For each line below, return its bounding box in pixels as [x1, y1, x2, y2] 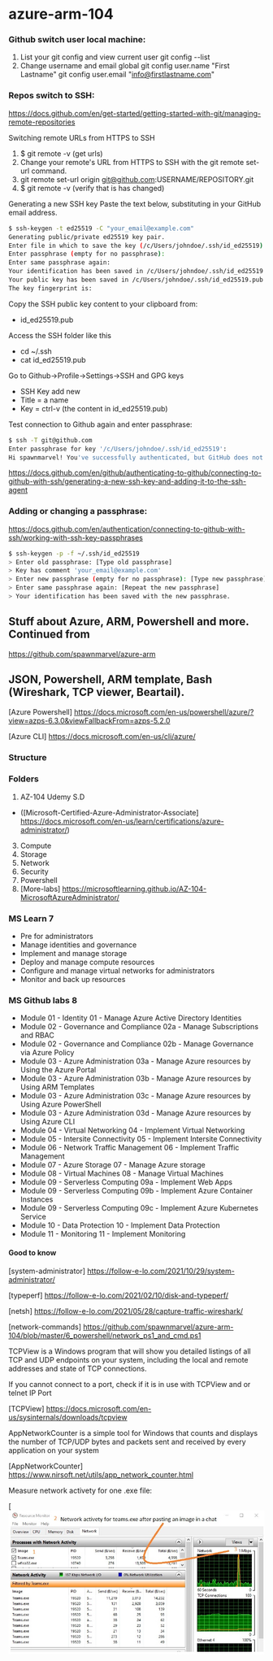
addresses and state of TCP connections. [8, 1363, 147, 1373]
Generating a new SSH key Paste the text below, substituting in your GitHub [8, 198, 262, 208]
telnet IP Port [8, 1388, 52, 1398]
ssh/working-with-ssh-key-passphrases [8, 533, 144, 542]
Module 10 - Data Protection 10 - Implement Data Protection [19, 1220, 221, 1230]
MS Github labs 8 [8, 995, 78, 1007]
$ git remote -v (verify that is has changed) [19, 183, 165, 193]
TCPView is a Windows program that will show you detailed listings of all [8, 1346, 251, 1356]
